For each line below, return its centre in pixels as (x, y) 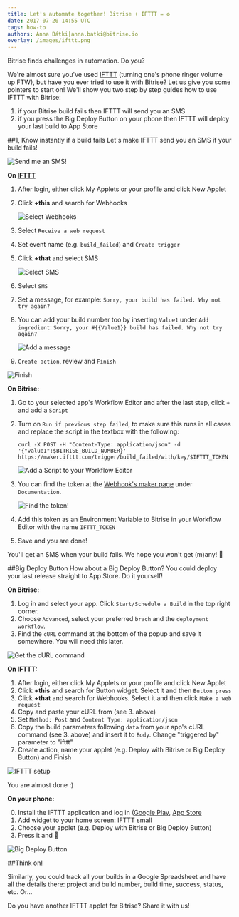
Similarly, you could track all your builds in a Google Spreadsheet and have (117, 877)
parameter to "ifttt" (45, 742)
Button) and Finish (44, 757)
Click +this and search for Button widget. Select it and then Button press (124, 691)
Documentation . (39, 492)
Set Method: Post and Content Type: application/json (97, 719)
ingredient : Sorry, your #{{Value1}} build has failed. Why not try (120, 327)
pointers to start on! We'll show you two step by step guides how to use (112, 90)
